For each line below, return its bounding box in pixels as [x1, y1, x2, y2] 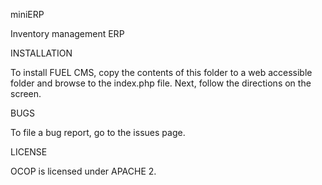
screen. [10, 88, 42, 99]
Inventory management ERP [10, 28, 125, 39]
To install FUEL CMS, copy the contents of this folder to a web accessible [10, 67, 313, 78]
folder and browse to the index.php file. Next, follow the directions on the [10, 77, 312, 89]
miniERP [10, 9, 45, 20]
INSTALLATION [10, 47, 73, 59]
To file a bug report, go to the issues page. [10, 127, 186, 138]
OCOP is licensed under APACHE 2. [10, 165, 157, 177]
